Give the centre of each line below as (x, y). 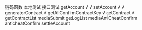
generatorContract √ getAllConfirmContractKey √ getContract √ (70, 13)
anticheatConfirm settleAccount (37, 23)
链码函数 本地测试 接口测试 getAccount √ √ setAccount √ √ (65, 7)
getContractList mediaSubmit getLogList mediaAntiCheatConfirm (71, 18)
